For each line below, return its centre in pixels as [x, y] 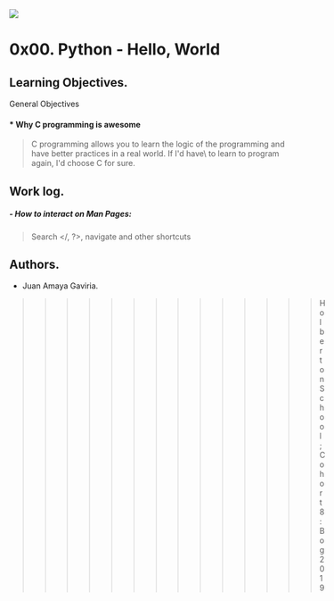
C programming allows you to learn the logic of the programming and [158, 144]
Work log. [37, 191]
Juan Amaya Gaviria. [60, 286]
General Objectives [45, 104]
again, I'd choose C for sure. [83, 163]
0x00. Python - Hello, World [115, 50]
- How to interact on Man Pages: [70, 214]
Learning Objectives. [69, 83]
